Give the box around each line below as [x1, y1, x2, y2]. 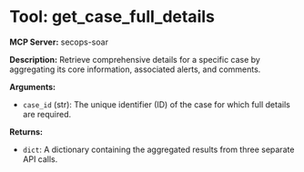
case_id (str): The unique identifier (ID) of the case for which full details [22, 98, 291, 110]
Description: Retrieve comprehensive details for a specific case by [9, 54, 261, 65]
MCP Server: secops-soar [9, 36, 109, 47]
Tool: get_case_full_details [9, 6, 216, 27]
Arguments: [9, 81, 56, 92]
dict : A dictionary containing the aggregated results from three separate [22, 144, 295, 155]
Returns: [9, 126, 44, 137]
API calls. [22, 153, 58, 165]
